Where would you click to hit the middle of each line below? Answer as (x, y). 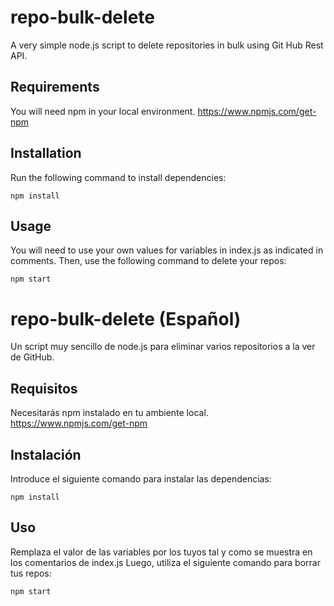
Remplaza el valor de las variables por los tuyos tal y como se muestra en (161, 552)
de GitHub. (32, 357)
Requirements (55, 87)
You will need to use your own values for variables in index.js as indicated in (167, 250)
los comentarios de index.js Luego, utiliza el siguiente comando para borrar (165, 562)
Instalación (46, 454)
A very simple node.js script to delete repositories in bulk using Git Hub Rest (167, 45)
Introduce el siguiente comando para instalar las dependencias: (141, 478)
